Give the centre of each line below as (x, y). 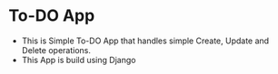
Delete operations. (56, 50)
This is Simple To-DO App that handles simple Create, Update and (145, 41)
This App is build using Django (79, 60)
